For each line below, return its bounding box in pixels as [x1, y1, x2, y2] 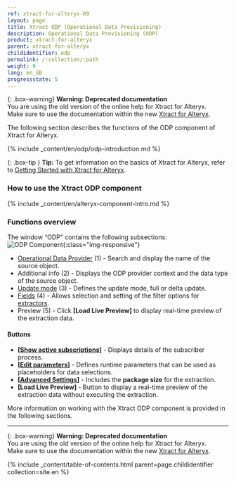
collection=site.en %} [7, 468, 70, 476]
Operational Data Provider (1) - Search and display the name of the [17, 254, 211, 262]
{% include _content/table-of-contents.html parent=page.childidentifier [7, 460, 214, 469]
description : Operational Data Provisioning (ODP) [7, 30, 159, 37]
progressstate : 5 [7, 75, 58, 83]
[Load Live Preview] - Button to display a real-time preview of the [17, 383, 209, 391]
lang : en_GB [7, 69, 42, 76]
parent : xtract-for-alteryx [7, 43, 90, 50]
